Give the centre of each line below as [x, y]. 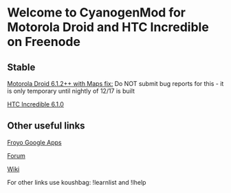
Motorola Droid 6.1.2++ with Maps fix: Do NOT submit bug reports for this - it [115, 83]
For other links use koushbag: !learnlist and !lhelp [77, 182]
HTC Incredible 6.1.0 [35, 104]
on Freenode [44, 42]
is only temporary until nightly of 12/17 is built [71, 91]
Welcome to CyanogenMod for [96, 13]
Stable [21, 67]
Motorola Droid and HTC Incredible [108, 27]
